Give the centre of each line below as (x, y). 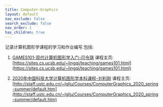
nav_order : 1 (18, 28)
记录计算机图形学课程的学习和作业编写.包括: (50, 47)
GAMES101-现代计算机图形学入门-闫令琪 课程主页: (63, 57)
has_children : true (25, 32)
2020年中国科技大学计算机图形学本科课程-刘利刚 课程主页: (71, 78)
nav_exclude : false (25, 19)
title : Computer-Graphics (31, 10)
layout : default (22, 14)
